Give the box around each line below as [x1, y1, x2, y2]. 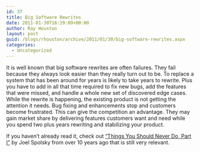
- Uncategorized [11, 48, 52, 54]
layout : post [6, 31, 39, 37]
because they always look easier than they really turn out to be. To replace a [6, 70, 194, 77]
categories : [6, 42, 36, 48]
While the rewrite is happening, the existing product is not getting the [6, 95, 176, 103]
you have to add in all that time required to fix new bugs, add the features [6, 83, 187, 90]
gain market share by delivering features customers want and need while [6, 114, 186, 122]
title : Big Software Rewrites [6, 14, 82, 20]
